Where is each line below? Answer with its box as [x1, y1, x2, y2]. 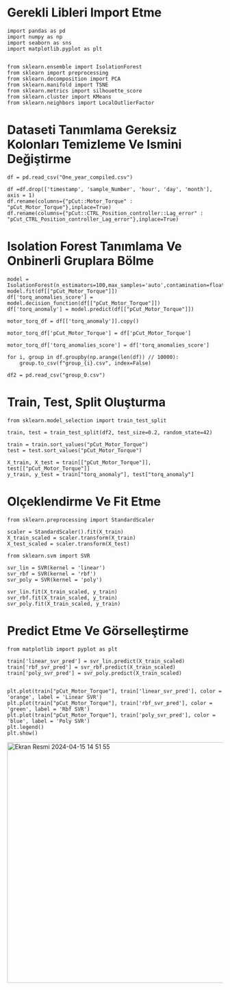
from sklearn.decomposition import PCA [7, 75, 121, 82]
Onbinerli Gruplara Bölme [7, 253, 154, 269]
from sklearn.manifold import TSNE [7, 81, 109, 88]
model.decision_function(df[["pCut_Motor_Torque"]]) [7, 299, 161, 306]
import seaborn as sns [7, 39, 72, 46]
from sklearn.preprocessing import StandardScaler [7, 516, 155, 523]
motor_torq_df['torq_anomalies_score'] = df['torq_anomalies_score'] [7, 341, 210, 349]
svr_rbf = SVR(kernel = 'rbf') [7, 570, 97, 577]
